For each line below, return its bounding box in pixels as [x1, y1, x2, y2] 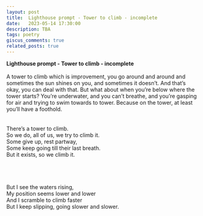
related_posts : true [6, 43, 59, 50]
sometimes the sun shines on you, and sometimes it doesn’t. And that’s [6, 79, 186, 86]
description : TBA [6, 26, 51, 32]
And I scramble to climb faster [6, 196, 83, 204]
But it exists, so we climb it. [6, 151, 75, 158]
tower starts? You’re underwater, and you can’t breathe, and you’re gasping [6, 92, 197, 100]
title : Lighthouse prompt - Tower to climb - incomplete [6, 15, 158, 21]
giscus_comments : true [6, 37, 64, 43]
